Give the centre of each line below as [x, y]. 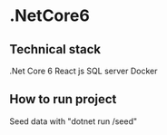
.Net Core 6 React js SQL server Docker [83, 71]
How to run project [63, 99]
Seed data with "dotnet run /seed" [74, 121]
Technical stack [55, 49]
